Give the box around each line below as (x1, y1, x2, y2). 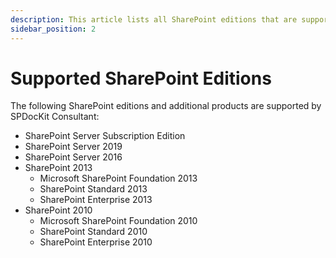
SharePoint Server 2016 (24, 151, 123, 163)
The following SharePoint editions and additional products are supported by (10, 100, 322, 112)
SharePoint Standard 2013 (39, 183, 148, 195)
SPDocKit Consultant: (10, 111, 100, 123)
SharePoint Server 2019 (24, 141, 123, 153)
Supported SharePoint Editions (10, 67, 272, 90)
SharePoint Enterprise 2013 (39, 194, 153, 206)
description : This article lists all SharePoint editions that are (10, 14, 298, 25)
